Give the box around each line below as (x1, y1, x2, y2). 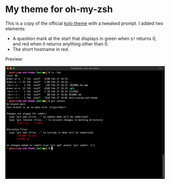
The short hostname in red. (12, 46, 69, 52)
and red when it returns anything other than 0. (12, 40, 109, 47)
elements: (5, 25, 26, 31)
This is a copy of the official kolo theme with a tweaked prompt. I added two (5, 20, 163, 26)
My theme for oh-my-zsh (5, 4, 113, 15)
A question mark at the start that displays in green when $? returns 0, (12, 35, 157, 41)
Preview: (5, 56, 24, 62)
